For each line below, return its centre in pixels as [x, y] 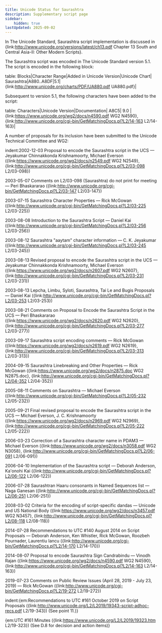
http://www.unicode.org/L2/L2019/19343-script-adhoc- [93, 606]
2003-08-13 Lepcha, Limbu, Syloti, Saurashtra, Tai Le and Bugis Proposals [80, 290]
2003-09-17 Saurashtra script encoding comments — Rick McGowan [74, 341]
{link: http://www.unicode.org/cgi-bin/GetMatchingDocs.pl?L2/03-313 [75, 351]
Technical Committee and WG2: [37, 141]
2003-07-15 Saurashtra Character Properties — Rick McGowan [68, 200]
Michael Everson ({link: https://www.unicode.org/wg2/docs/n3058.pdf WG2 [81, 446]
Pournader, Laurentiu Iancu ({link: [38, 541]
